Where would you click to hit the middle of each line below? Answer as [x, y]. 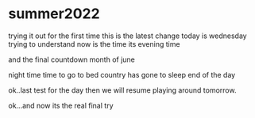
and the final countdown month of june [71, 59]
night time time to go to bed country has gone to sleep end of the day [122, 74]
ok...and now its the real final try [61, 105]
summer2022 [54, 14]
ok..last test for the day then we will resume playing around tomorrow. [122, 90]
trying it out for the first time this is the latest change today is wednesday [128, 36]
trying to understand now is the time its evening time [94, 44]
